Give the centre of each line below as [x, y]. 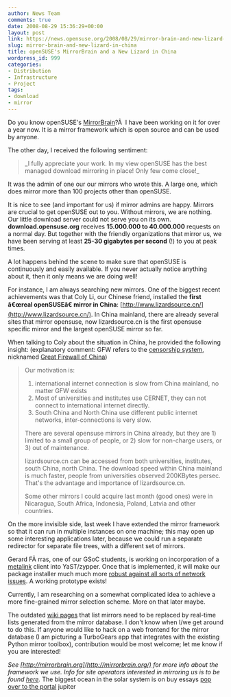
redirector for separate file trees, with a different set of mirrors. [97, 545]
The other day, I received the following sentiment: [78, 150]
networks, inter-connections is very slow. [93, 420]
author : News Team [34, 13]
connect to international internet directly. [92, 405]
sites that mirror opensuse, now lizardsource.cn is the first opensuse [105, 321]
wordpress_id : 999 [34, 58]
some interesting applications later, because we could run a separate [105, 539]
